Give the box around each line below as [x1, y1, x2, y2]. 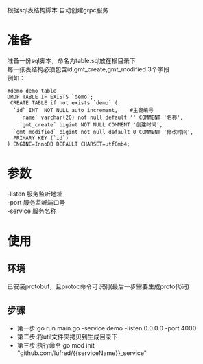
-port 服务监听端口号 [7, 198, 66, 206]
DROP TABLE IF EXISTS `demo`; [7, 93, 94, 100]
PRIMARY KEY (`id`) [13, 135, 69, 141]
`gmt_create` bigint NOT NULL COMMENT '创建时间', [19, 121, 163, 128]
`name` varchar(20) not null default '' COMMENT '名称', [19, 114, 184, 121]
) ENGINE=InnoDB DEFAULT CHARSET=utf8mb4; [7, 140, 130, 148]
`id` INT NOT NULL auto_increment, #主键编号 [13, 106, 154, 113]
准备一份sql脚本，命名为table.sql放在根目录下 [7, 56, 136, 65]
